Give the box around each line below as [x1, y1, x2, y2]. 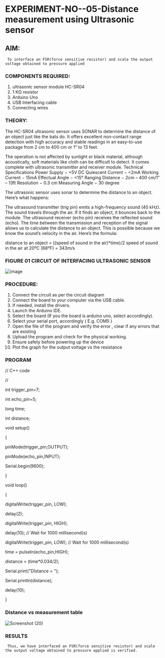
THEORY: [5, 117, 28, 124]
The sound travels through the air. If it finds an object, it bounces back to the [5, 209, 161, 215]
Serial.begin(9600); [5, 463, 45, 469]
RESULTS [5, 632, 28, 639]
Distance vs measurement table [5, 609, 83, 616]
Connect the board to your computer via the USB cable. [12, 297, 126, 303]
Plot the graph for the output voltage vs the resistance [12, 344, 122, 350]
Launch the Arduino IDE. [12, 308, 62, 314]
